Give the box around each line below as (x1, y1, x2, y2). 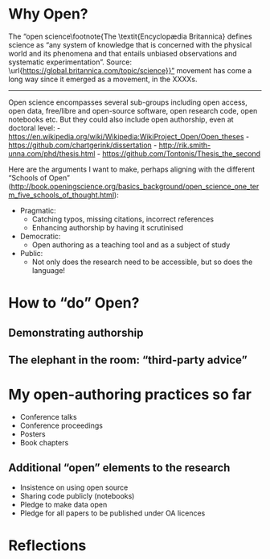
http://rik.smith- (158, 140, 211, 150)
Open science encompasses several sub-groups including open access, (8, 97, 247, 107)
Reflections (8, 536, 87, 554)
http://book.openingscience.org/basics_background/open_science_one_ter (10, 181, 260, 191)
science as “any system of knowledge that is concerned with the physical (8, 39, 252, 49)
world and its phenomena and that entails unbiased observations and (8, 48, 237, 58)
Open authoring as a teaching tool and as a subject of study (31, 239, 231, 250)
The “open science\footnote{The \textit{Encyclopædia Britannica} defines (8, 31, 252, 41)
